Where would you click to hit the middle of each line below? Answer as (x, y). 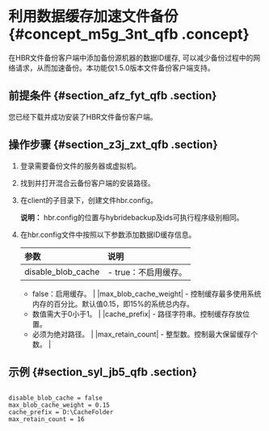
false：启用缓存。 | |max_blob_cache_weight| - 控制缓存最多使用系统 (147, 294)
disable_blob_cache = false (56, 398)
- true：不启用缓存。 (147, 272)
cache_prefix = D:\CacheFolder (61, 412)
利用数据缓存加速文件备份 (94, 17)
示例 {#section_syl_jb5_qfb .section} (103, 372)
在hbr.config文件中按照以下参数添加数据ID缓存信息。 (108, 235)
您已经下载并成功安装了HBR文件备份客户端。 (83, 116)
